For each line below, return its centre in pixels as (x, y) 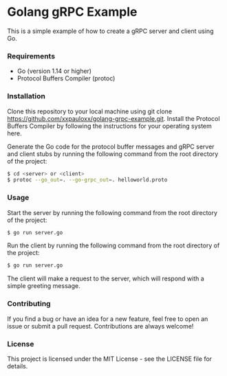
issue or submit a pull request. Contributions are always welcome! (100, 326)
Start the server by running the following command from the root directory (112, 212)
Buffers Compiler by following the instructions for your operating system (109, 126)
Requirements (31, 56)
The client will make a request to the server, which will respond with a (106, 278)
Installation (26, 96)
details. (18, 366)
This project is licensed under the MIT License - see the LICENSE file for (109, 359)
